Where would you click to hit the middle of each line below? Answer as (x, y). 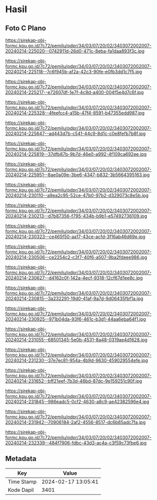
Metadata (21, 459)
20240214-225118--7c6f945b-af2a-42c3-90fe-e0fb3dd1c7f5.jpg (74, 72)
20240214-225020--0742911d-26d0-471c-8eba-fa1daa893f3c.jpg (75, 51)
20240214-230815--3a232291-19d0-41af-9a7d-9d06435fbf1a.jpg (74, 298)
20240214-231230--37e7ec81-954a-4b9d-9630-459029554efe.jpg (77, 360)
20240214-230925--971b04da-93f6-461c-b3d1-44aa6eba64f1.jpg (76, 319)
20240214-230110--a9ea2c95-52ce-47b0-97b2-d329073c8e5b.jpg (77, 195)
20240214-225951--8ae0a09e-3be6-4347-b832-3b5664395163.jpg (77, 175)
